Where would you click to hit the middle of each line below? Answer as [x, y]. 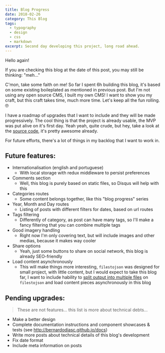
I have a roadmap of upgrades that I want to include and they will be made [81, 115]
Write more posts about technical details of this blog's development [81, 335]
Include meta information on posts [47, 346]
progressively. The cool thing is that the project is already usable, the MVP [81, 120]
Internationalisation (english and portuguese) [58, 168]
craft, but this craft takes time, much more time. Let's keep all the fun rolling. [82, 100]
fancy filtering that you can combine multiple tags [70, 225]
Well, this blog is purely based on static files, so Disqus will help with [89, 183]
